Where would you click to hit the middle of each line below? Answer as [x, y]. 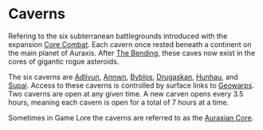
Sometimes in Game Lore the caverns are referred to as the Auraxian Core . [131, 117]
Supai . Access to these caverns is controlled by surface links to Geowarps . [131, 85]
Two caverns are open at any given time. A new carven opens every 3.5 [126, 93]
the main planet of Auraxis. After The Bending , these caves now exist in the [132, 53]
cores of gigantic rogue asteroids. [64, 61]
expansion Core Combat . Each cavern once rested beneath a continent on [130, 44]
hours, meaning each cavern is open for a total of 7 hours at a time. [119, 102]
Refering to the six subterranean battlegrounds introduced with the [118, 36]
